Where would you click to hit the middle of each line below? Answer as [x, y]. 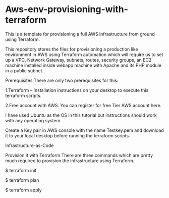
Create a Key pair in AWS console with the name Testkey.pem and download [84, 130]
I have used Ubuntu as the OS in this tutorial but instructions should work [81, 115]
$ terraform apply [23, 190]
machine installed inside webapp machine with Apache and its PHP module [83, 65]
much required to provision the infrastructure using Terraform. [70, 161]
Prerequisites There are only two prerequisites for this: [62, 80]
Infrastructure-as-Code [30, 145]
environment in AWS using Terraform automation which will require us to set [84, 55]
